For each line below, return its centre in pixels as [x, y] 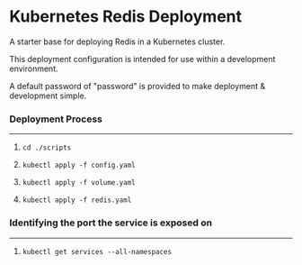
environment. [34, 69]
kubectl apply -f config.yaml [79, 165]
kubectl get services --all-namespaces [97, 251]
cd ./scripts [47, 148]
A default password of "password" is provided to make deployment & [138, 86]
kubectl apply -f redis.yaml [77, 200]
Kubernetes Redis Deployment [126, 17]
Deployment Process [56, 119]
